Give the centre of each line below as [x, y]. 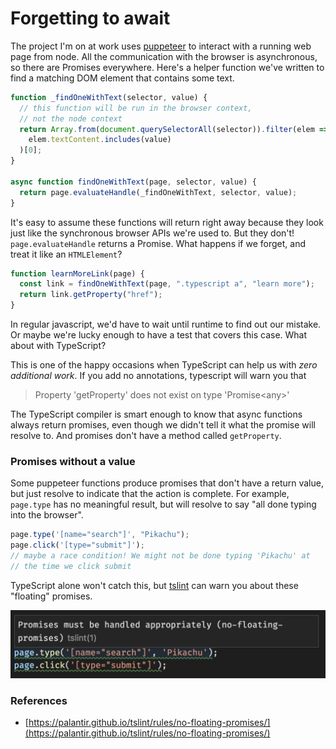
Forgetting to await [90, 18]
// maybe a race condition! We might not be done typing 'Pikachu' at [160, 556]
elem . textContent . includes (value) [100, 140]
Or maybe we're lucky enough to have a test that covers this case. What [159, 335]
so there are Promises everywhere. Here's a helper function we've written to [167, 67]
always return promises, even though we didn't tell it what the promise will [163, 425]
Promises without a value [73, 461]
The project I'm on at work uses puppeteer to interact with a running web [161, 46]
